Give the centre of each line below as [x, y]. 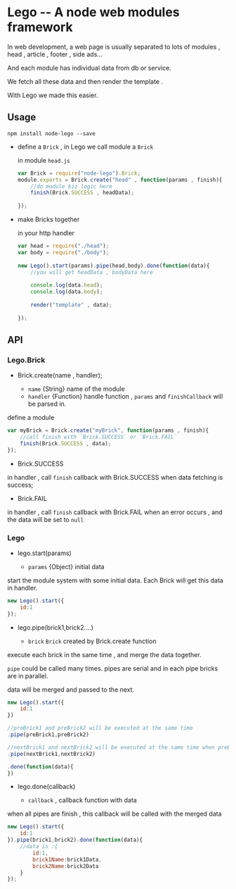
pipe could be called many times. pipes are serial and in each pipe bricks [113, 668]
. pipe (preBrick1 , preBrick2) [48, 735]
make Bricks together [48, 219]
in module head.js [44, 160]
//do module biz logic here [71, 186]
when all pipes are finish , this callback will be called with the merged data [115, 814]
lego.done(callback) [46, 787]
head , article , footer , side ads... [55, 54]
